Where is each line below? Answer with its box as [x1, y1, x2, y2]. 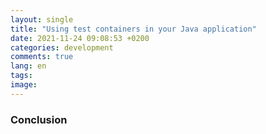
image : [10, 80, 38, 90]
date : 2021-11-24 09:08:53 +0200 [10, 33, 150, 43]
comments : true [10, 52, 74, 62]
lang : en [10, 61, 47, 71]
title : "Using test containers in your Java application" [10, 24, 257, 34]
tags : [10, 71, 33, 81]
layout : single [10, 14, 74, 25]
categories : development [10, 42, 114, 53]
